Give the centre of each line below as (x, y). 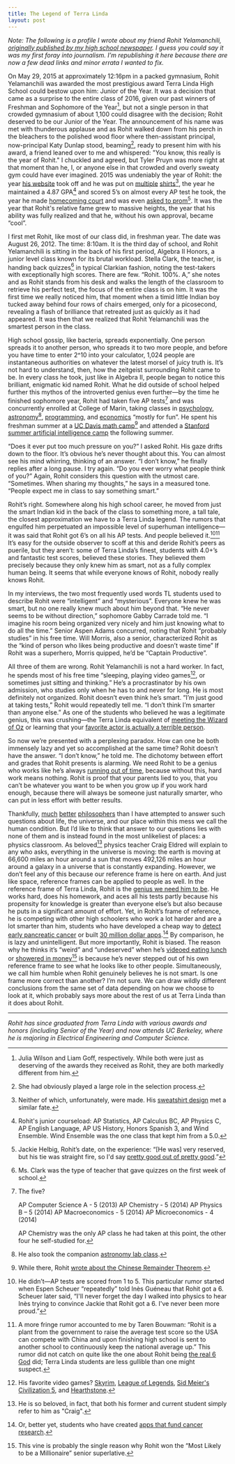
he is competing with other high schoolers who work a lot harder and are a (115, 919)
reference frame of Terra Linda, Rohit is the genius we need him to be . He (113, 889)
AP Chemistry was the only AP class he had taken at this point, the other (122, 1233)
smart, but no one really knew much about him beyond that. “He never (109, 608)
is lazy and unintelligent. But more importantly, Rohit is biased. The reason (114, 942)
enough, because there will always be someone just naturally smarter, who (115, 792)
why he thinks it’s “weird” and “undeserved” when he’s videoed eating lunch (117, 950)
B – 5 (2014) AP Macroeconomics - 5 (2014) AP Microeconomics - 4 (116, 1212)
